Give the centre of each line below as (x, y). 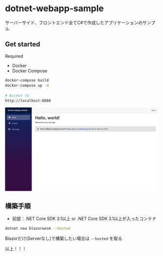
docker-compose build (27, 80)
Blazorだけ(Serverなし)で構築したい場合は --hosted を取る (64, 238)
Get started (23, 44)
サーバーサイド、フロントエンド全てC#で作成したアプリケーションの (74, 22)
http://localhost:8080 (28, 101)
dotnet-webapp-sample (54, 9)
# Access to (17, 96)
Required (14, 56)
